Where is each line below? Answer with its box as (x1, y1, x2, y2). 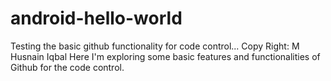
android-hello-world (10, 7, 183, 30)
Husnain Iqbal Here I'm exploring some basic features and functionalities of (10, 50, 321, 62)
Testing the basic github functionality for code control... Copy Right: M (10, 40, 300, 52)
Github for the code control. (10, 61, 125, 73)
